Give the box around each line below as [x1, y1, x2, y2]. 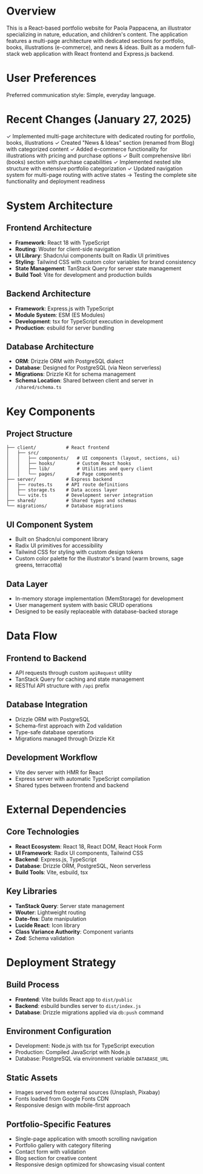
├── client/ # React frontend [6, 445, 110, 451]
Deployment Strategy [6, 955, 116, 969]
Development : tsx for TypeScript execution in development [15, 317, 164, 325]
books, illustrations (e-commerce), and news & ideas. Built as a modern [6, 44, 185, 51]
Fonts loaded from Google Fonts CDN [15, 1095, 109, 1103]
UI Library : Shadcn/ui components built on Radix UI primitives [15, 251, 170, 259]
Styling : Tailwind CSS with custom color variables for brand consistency [15, 258, 196, 265]
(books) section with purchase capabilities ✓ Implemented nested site [6, 158, 182, 165]
